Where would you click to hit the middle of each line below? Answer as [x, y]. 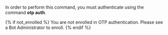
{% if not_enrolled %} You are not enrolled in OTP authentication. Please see [84, 22]
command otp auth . [26, 12]
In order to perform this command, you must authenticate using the [74, 7]
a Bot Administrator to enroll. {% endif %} [48, 27]
